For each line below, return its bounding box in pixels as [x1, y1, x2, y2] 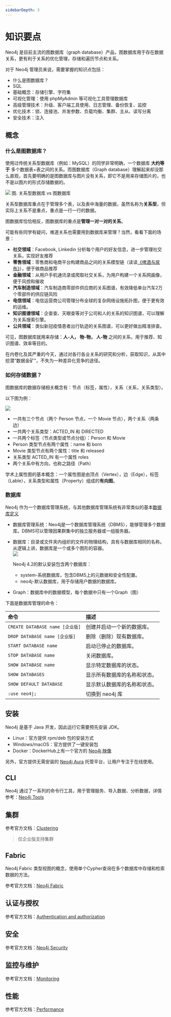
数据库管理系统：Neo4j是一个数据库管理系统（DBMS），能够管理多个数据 [12, 521, 166, 527]
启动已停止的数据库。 [85, 642, 137, 649]
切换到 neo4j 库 [85, 690, 123, 697]
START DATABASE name [8, 643, 58, 648]
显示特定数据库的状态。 [85, 662, 142, 669]
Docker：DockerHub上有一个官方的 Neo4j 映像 [12, 748, 112, 754]
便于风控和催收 [12, 278, 44, 284]
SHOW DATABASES [8, 671, 45, 677]
